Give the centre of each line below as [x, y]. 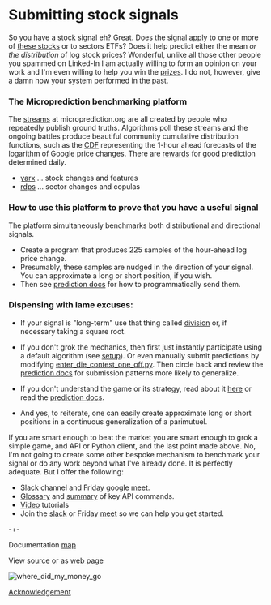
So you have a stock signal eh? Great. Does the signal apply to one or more [133, 37]
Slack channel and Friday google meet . [85, 487]
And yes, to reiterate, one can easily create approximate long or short [136, 413]
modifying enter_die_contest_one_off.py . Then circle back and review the [142, 364]
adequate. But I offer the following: [66, 471]
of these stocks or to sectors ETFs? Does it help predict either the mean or [133, 45]
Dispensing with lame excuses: [71, 305]
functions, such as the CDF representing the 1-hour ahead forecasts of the [132, 145]
